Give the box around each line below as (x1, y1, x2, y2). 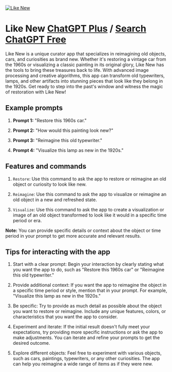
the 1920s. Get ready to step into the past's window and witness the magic (5, 83, 163, 89)
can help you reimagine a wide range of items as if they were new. (12, 361, 153, 367)
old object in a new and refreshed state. (12, 197, 98, 203)
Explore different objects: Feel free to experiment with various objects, (12, 350, 162, 356)
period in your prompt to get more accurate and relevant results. (5, 232, 141, 239)
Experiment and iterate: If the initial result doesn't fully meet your (12, 324, 150, 330)
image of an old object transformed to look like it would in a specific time (12, 212, 167, 218)
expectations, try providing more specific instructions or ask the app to (12, 329, 163, 336)
